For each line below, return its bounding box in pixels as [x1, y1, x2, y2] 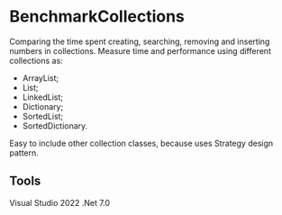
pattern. [9, 147, 39, 158]
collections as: [9, 55, 63, 66]
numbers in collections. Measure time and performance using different [9, 45, 272, 56]
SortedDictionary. [22, 120, 88, 131]
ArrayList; [22, 72, 59, 83]
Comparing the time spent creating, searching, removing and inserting [9, 36, 270, 47]
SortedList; [22, 111, 64, 121]
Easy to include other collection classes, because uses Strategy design [9, 138, 274, 148]
